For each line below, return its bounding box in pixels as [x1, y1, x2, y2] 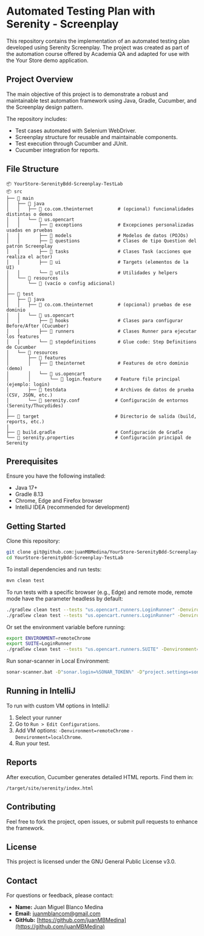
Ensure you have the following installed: [6, 472, 106, 480]
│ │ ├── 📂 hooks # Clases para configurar [6, 317, 183, 323]
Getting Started [6, 521, 66, 531]
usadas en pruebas [6, 227, 53, 233]
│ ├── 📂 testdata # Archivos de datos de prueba [6, 387, 194, 393]
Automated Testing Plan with [6, 4, 155, 18]
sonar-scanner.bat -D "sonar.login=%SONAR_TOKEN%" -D [6, 669, 143, 675]
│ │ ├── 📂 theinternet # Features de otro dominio [6, 360, 189, 366]
